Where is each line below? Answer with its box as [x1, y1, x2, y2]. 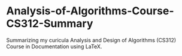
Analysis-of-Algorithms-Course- [6, 4, 174, 18]
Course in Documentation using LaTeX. [6, 43, 102, 50]
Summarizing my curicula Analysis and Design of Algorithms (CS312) [6, 36, 177, 43]
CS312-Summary [6, 17, 93, 30]
